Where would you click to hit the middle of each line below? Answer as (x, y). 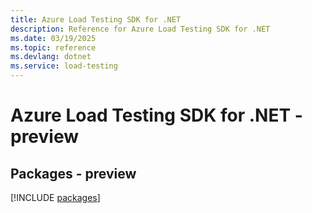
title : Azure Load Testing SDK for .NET (96, 19)
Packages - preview (73, 173)
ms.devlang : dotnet (51, 57)
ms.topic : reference (53, 47)
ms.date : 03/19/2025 (53, 38)
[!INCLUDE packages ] (55, 197)
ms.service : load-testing (64, 66)
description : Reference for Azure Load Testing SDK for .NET (140, 29)
